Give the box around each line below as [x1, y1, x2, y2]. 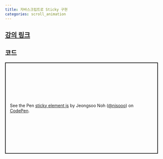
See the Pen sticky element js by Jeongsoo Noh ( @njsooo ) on [10, 103, 134, 108]
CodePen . [10, 107, 30, 113]
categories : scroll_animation [5, 12, 66, 17]
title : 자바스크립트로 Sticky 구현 [5, 7, 68, 12]
